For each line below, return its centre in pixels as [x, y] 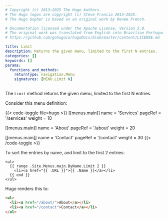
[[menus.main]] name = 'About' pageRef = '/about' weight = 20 [70, 128]
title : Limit [19, 47]
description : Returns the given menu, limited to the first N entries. [81, 51]
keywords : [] [19, 61]
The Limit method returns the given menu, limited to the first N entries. [78, 93]
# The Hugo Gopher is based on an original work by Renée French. [76, 19]
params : [13, 65]
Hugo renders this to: [27, 189]
